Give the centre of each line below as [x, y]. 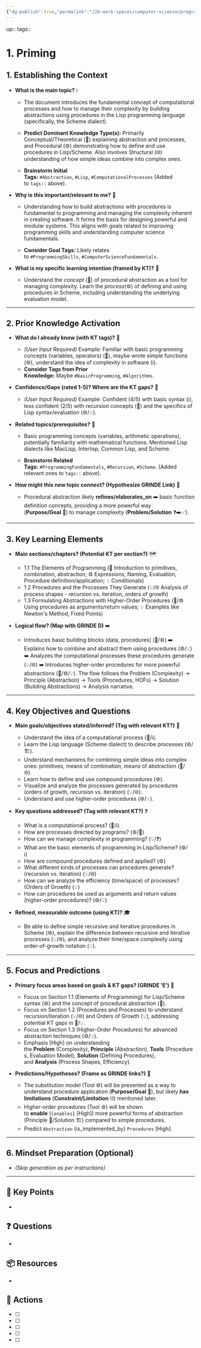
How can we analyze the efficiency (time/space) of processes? [101, 881]
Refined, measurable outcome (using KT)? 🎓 [72, 912]
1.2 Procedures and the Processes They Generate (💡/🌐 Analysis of [106, 587]
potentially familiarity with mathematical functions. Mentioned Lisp [106, 443]
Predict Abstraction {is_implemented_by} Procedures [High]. [98, 1128]
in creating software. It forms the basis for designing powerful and [105, 219]
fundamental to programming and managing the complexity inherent [108, 213]
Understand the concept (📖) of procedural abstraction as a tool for [106, 279]
